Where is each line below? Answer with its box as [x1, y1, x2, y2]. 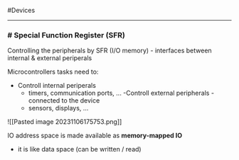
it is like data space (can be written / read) [17, 145, 142, 154]
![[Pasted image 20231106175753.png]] [7, 118, 122, 126]
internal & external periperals [7, 54, 92, 62]
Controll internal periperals [17, 81, 96, 90]
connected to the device [28, 96, 100, 105]
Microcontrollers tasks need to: [7, 67, 99, 76]
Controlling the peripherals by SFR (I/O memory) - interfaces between [7, 46, 212, 55]
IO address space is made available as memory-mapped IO [7, 131, 183, 140]
